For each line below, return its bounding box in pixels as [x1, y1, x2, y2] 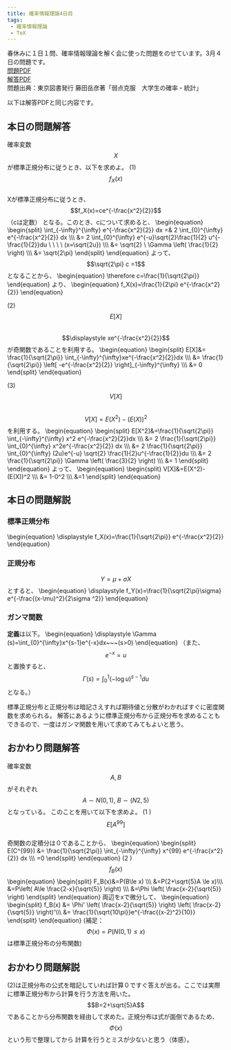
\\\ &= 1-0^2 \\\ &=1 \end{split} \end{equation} [32, 472, 161, 480]
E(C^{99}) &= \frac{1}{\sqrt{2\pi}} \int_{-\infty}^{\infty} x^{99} [7, 847, 182, 855]
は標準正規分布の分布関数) [7, 939, 83, 948]
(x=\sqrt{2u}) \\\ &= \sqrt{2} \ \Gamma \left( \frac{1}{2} [64, 240, 219, 249]
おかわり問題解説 [7, 962, 80, 973]
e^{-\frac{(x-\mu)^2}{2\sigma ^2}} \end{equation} [7, 594, 149, 602]
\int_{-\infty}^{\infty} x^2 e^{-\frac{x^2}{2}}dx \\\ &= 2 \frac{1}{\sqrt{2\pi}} [7, 434, 217, 442]
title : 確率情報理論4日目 [7, 10, 74, 17]
